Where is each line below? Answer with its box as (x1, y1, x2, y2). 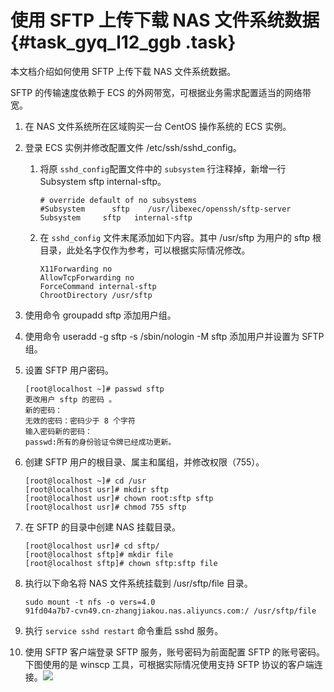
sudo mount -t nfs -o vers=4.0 (24, 597, 156, 607)
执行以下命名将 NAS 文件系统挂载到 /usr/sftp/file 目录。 (24, 577, 253, 589)
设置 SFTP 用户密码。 (24, 364, 114, 376)
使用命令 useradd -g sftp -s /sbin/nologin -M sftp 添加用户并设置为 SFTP (24, 330, 325, 342)
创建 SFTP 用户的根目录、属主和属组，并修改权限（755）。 (24, 456, 265, 468)
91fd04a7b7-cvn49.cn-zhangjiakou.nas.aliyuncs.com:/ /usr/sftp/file (24, 606, 317, 616)
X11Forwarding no (39, 264, 113, 274)
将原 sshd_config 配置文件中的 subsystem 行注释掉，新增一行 (39, 162, 287, 175)
